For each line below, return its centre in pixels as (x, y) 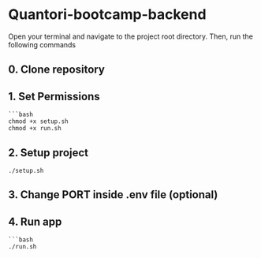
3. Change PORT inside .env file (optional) (113, 195)
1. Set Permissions (54, 96)
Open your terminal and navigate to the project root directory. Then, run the (131, 36)
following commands (42, 44)
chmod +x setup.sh (38, 122)
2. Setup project (48, 153)
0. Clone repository (56, 70)
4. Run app (35, 221)
